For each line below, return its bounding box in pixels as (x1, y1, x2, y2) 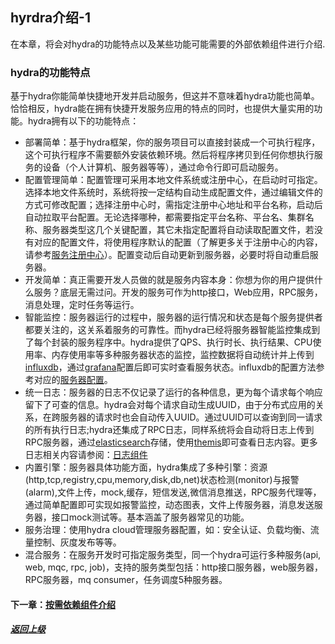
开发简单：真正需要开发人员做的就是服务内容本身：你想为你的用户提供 (24, 274, 315, 286)
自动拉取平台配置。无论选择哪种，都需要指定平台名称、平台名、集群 (24, 211, 306, 223)
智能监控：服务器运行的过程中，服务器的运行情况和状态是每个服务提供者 (24, 311, 323, 323)
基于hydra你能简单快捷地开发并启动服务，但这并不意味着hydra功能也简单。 (10, 90, 320, 102)
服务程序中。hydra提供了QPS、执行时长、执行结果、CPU (77, 336, 313, 348)
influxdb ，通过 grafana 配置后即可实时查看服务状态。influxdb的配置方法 (24, 361, 317, 373)
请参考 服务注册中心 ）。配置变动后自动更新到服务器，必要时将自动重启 (24, 249, 310, 261)
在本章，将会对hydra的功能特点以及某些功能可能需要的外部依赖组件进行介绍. (10, 38, 326, 50)
